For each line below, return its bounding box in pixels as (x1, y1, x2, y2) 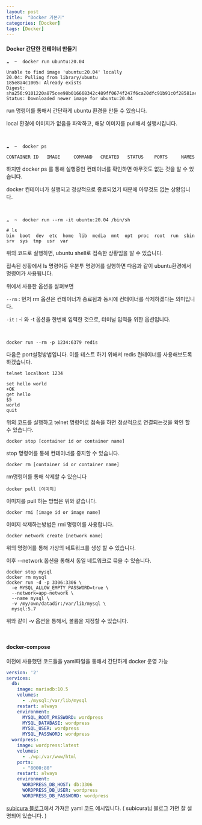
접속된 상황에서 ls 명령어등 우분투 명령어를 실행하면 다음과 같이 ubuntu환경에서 (6, 262, 191, 270)
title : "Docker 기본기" (6, 14, 65, 21)
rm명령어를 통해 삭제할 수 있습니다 (6, 473, 87, 480)
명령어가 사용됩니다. (6, 270, 53, 277)
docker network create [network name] (6, 533, 103, 539)
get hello (6, 391, 31, 398)
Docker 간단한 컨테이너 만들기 (6, 45, 77, 52)
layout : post (6, 8, 39, 15)
